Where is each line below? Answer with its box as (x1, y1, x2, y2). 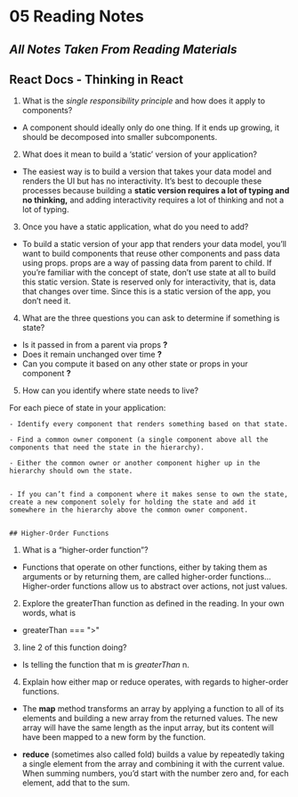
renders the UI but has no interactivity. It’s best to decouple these (21, 176, 262, 186)
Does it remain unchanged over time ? (21, 349, 163, 360)
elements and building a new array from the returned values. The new (21, 713, 278, 724)
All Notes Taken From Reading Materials (9, 42, 238, 57)
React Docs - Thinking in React (9, 71, 184, 86)
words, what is (21, 608, 77, 619)
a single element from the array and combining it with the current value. (21, 759, 286, 769)
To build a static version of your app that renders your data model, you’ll (21, 239, 287, 250)
